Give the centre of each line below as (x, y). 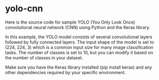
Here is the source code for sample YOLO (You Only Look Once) (70, 22)
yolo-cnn (24, 9)
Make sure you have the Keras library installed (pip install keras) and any (79, 67)
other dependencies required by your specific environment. (65, 72)
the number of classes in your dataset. (44, 57)
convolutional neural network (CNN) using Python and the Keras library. (78, 27)
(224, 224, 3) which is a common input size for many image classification (79, 47)
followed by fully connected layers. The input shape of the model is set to (79, 42)
